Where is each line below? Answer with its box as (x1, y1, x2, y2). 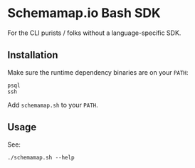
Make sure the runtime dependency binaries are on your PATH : (7, 68, 189, 76)
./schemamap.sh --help (7, 154, 75, 161)
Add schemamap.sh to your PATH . (7, 100, 98, 109)
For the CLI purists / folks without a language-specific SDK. (7, 28, 181, 37)
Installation (7, 49, 58, 61)
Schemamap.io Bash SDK (7, 5, 162, 21)
